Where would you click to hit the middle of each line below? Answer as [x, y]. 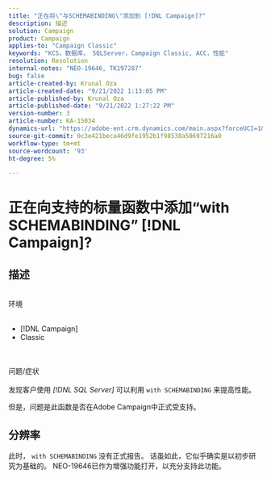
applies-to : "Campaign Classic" [63, 46]
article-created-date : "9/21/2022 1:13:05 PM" [88, 91]
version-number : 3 [39, 114]
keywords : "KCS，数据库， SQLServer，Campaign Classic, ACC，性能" [119, 53]
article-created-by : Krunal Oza [63, 83]
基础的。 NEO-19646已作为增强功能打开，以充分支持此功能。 [124, 466]
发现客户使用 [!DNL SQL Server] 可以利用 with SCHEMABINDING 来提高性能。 [132, 390]
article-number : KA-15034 [52, 121]
